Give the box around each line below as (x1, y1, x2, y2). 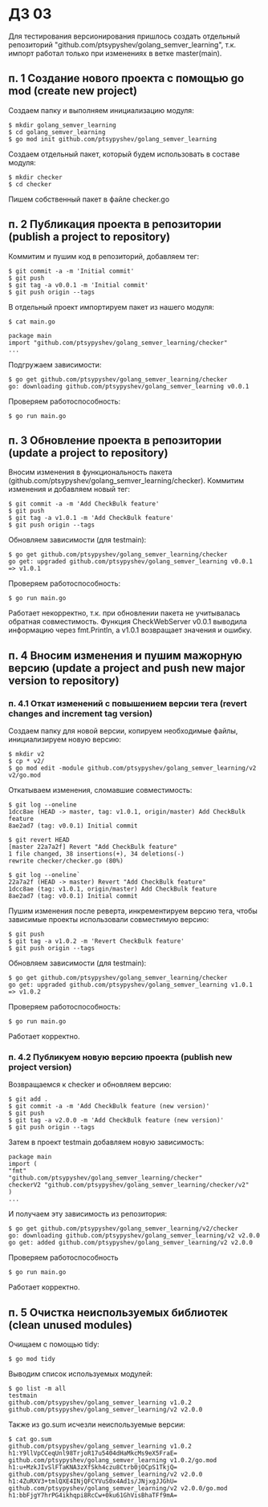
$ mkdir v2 (8, 750, 45, 758)
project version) (8, 1061, 72, 1072)
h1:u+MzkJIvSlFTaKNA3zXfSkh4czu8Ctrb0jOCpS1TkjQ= (8, 1464, 178, 1472)
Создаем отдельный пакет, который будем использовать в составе (8, 149, 241, 159)
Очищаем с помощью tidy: (8, 1339, 100, 1349)
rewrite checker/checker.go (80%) (8, 857, 124, 865)
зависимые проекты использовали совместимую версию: (8, 915, 209, 924)
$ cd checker (8, 180, 52, 189)
